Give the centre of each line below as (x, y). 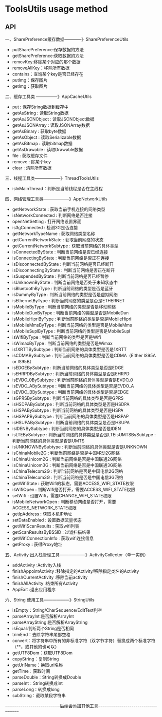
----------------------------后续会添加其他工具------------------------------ (81, 706)
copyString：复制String (36, 659)
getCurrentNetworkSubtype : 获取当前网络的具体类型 (65, 246)
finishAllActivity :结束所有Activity (45, 583)
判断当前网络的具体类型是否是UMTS (48, 441)
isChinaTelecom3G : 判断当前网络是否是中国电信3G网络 (68, 477)
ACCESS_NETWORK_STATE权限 (44, 508)
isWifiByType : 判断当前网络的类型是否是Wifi (56, 337)
